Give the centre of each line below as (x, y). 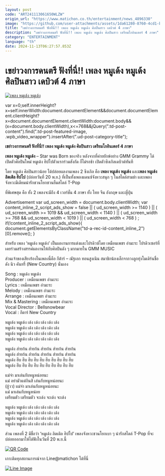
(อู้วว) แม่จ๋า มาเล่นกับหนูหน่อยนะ (32, 386)
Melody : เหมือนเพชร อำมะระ (30, 290)
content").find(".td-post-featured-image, (46, 131)
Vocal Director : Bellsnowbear (35, 307)
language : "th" (21, 42)
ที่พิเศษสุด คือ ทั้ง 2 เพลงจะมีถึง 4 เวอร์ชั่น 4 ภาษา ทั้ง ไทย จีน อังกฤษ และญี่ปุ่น (69, 192)
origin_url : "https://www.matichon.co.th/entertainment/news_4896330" (79, 19)
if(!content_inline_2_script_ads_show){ (44, 223)
